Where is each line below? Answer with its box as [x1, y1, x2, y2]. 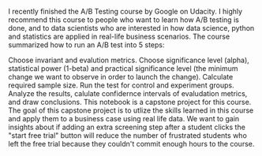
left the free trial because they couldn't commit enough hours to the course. [8, 139, 255, 148]
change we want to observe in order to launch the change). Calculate [8, 72, 234, 81]
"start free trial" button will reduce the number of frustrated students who [8, 131, 247, 140]
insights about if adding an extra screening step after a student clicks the [8, 122, 246, 132]
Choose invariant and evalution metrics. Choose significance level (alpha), [8, 55, 250, 65]
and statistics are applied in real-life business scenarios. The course [8, 32, 230, 41]
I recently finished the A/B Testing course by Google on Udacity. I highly [8, 7, 243, 16]
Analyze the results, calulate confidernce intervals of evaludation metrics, [8, 89, 248, 98]
